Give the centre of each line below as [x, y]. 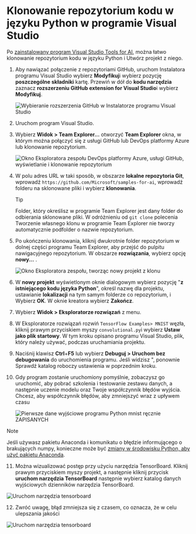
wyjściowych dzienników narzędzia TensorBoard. [75, 484]
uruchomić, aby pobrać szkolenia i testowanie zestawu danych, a [94, 383]
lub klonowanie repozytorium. [51, 147]
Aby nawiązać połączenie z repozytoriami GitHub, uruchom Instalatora [100, 69]
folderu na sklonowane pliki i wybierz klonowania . [76, 188]
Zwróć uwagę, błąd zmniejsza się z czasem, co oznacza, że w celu [96, 507]
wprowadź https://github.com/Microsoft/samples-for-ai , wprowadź [99, 182]
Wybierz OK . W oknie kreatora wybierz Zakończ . [74, 301]
